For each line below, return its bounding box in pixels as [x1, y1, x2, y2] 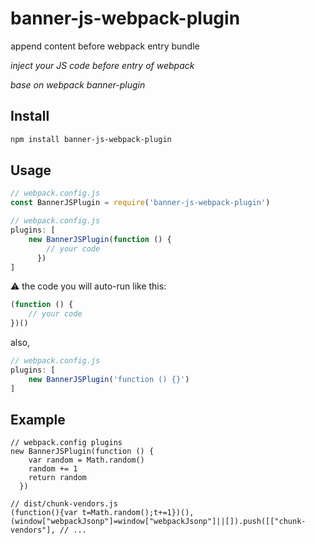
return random [28, 473, 87, 483]
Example [10, 411, 66, 428]
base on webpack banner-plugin [10, 78, 146, 91]
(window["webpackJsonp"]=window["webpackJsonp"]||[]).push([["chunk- [10, 517, 307, 527]
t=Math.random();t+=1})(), [81, 508, 195, 518]
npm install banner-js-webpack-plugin [10, 134, 172, 144]
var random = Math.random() [28, 455, 145, 466]
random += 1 [28, 464, 78, 474]
